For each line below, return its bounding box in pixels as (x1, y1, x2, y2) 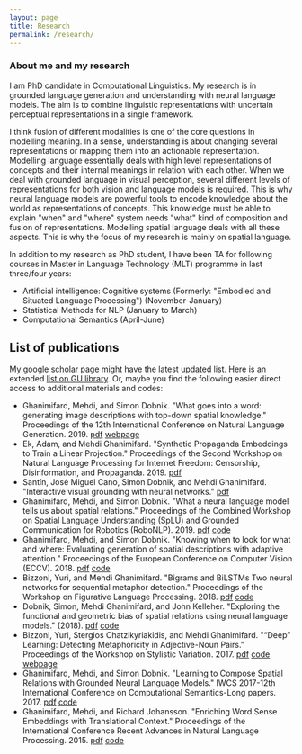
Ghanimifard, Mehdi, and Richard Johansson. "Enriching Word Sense (22, 706, 278, 717)
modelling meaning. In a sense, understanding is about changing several (9, 136, 278, 147)
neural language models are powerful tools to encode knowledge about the (9, 193, 288, 203)
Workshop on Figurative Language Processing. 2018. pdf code (22, 591, 254, 603)
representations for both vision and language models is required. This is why (9, 184, 293, 194)
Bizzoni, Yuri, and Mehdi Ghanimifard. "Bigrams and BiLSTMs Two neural (22, 572, 293, 583)
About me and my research (9, 59, 130, 72)
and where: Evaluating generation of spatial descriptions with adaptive (22, 543, 284, 554)
